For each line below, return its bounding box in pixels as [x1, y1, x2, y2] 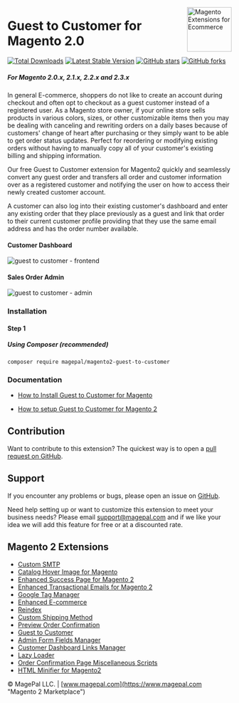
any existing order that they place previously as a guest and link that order [7, 209, 225, 217]
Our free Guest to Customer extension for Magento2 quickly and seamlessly [7, 165, 231, 174]
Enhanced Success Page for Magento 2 [17, 575, 134, 583]
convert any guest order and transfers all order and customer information [7, 172, 222, 181]
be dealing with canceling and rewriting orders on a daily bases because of [7, 121, 228, 130]
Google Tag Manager [17, 590, 80, 598]
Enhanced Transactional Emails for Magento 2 [17, 583, 153, 591]
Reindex [17, 605, 42, 614]
